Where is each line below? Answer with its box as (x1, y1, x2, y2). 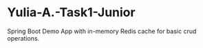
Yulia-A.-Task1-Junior (7, 5, 136, 20)
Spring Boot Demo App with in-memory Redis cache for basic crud (7, 27, 197, 35)
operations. (7, 34, 40, 42)
